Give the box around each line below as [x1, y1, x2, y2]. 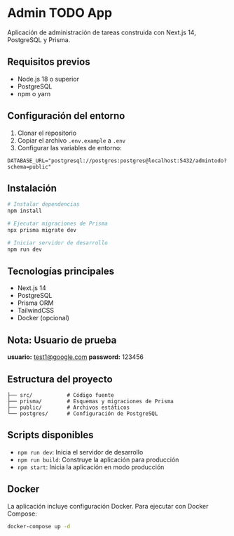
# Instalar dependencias [7, 201, 80, 208]
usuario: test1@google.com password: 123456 [7, 353, 144, 361]
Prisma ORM [17, 299, 54, 307]
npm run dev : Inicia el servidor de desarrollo [17, 447, 144, 456]
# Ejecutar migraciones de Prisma [7, 220, 109, 228]
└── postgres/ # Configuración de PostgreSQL [7, 410, 158, 417]
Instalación [7, 182, 57, 194]
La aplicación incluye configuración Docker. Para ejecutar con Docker [7, 502, 209, 510]
